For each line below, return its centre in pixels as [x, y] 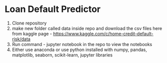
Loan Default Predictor [53, 9]
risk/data [21, 39]
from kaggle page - [32, 33]
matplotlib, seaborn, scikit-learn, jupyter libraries [62, 55]
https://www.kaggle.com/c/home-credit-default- [103, 33]
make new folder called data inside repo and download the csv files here [87, 28]
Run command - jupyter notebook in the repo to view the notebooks [82, 44]
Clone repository [29, 23]
